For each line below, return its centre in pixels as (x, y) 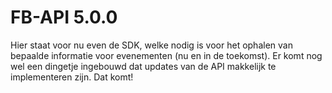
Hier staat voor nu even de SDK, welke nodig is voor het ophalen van (151, 45)
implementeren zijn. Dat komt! (72, 77)
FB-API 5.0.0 (64, 17)
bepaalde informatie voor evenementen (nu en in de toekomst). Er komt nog (166, 55)
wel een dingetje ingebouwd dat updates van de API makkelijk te (143, 66)
